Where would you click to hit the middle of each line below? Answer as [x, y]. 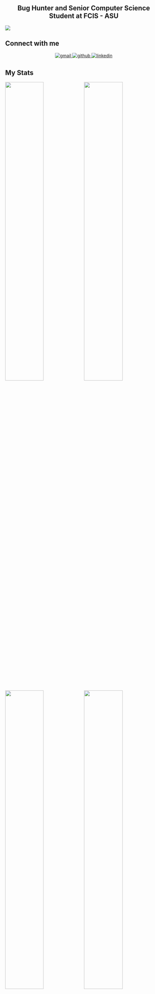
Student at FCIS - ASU [84, 16]
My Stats [19, 73]
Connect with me [32, 44]
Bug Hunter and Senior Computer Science [84, 8]
